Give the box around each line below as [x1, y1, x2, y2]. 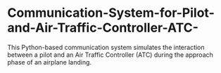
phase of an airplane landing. [7, 58, 92, 66]
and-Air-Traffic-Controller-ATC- [7, 20, 199, 36]
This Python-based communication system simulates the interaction [7, 43, 206, 51]
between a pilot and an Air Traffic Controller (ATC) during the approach [7, 51, 213, 59]
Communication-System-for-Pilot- [7, 5, 215, 21]
